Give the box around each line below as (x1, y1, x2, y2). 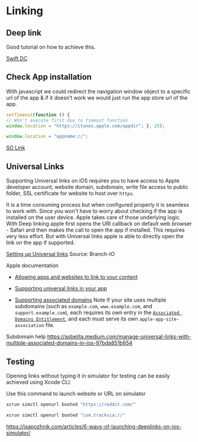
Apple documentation (6, 262, 59, 269)
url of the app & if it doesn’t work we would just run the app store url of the (6, 94, 188, 101)
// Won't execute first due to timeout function (6, 117, 128, 123)
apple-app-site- (139, 316, 180, 322)
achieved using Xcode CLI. (6, 378, 72, 386)
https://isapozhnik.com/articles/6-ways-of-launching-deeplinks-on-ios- (6, 422, 182, 430)
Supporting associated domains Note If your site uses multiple (14, 296, 167, 303)
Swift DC (6, 55, 28, 62)
